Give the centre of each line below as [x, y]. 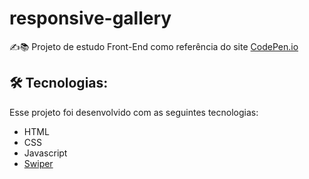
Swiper [38, 163]
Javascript [45, 153]
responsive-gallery [90, 18]
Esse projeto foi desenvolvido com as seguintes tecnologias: [134, 112]
